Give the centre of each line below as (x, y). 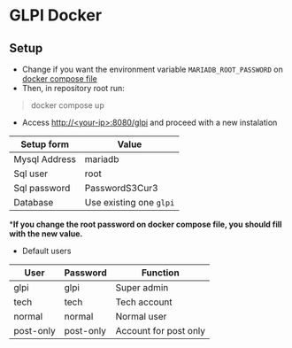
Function (160, 273)
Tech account (144, 302)
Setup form (45, 144)
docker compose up (67, 105)
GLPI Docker (56, 15)
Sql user (31, 174)
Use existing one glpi (130, 202)
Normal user (141, 317)
